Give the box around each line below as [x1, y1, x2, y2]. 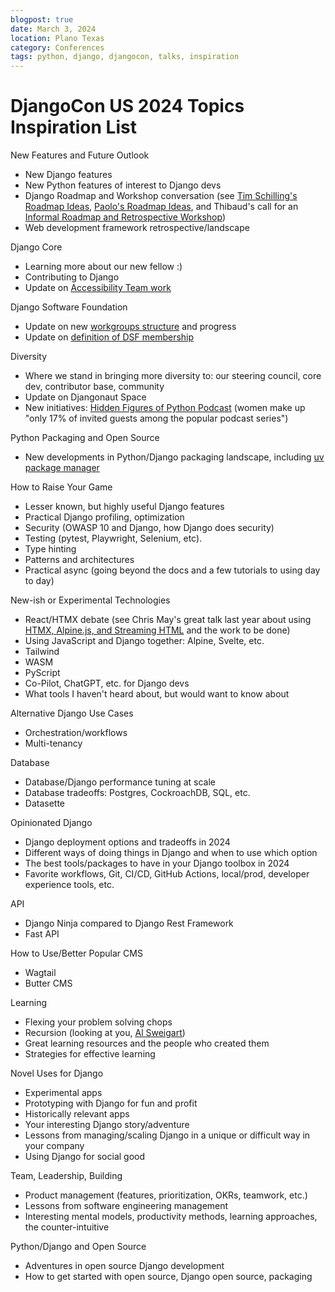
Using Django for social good [24, 1151, 146, 1163]
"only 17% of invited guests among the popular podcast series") [24, 412, 289, 425]
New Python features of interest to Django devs [24, 179, 222, 191]
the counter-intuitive [24, 1221, 110, 1233]
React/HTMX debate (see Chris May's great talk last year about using [24, 614, 312, 626]
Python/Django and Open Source [10, 1241, 147, 1253]
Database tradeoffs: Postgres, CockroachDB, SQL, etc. [24, 787, 251, 799]
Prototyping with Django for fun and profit [24, 1097, 198, 1110]
